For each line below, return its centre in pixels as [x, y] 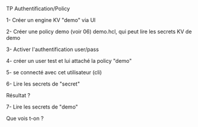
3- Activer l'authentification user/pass [53, 49]
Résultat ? [18, 95]
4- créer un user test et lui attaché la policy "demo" [69, 61]
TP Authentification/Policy [38, 9]
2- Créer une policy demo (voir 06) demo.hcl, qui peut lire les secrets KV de [99, 31]
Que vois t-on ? [25, 118]
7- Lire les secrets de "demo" [42, 107]
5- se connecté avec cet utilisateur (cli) [54, 72]
